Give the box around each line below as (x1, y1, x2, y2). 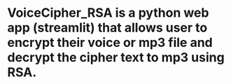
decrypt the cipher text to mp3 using (7, 50, 225, 66)
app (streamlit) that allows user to (7, 20, 208, 36)
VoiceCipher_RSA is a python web (7, 5, 209, 21)
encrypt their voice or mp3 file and (7, 35, 213, 50)
